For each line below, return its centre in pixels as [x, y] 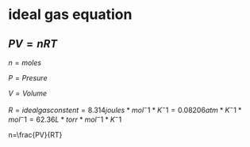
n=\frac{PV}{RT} [35, 135]
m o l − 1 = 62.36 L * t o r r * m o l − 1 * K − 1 [65, 119]
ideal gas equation [70, 15]
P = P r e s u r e [28, 78]
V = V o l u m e [28, 93]
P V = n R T [33, 44]
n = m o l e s [25, 62]
